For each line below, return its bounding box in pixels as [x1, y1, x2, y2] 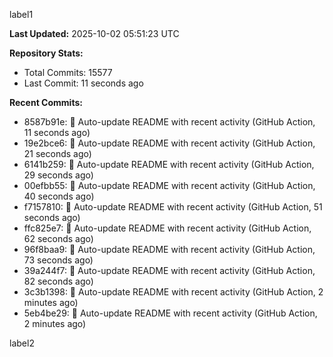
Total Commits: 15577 [23, 67, 113, 78]
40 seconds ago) [23, 190, 95, 202]
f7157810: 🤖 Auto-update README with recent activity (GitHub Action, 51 [23, 201, 323, 213]
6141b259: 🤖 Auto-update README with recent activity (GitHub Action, [23, 159, 315, 170]
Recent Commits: [9, 97, 83, 108]
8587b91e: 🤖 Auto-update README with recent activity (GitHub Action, [23, 116, 316, 128]
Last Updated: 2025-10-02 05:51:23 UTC [9, 28, 180, 39]
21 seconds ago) [23, 148, 92, 159]
